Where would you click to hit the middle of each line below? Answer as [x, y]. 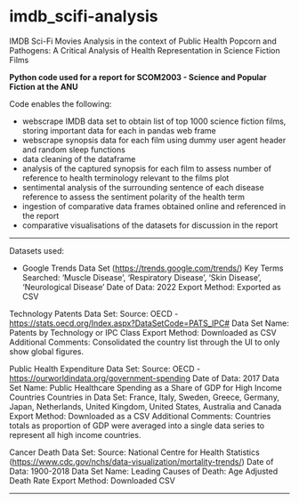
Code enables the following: [61, 103]
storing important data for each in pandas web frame [119, 130]
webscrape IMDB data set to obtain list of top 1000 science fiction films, [154, 121]
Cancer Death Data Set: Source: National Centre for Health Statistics [134, 452]
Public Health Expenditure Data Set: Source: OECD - [105, 369]
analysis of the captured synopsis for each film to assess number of [146, 168]
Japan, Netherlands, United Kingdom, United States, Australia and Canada [145, 406]
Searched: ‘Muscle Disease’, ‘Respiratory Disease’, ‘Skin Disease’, [142, 277]
